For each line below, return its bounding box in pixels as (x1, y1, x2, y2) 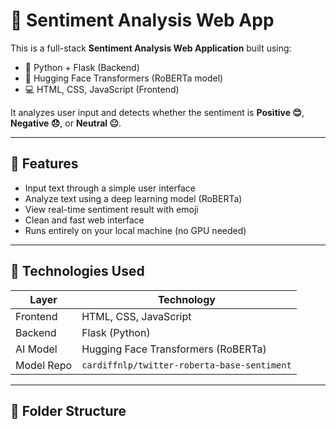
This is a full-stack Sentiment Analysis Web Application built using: (10, 42, 292, 54)
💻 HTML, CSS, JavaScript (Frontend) (24, 83, 180, 95)
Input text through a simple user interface (24, 182, 196, 194)
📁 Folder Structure (10, 402, 127, 419)
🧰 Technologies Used (10, 263, 145, 280)
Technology (157, 292, 216, 306)
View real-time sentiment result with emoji (24, 203, 199, 215)
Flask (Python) (81, 325, 151, 339)
